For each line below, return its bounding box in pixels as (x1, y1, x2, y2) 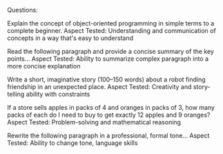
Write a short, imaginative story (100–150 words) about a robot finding (7, 75, 206, 84)
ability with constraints (26, 90, 90, 98)
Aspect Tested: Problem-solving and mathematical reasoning (7, 118, 182, 126)
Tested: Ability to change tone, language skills (7, 139, 138, 147)
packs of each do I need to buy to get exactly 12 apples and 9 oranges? (7, 110, 211, 119)
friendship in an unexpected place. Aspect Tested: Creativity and (7, 83, 192, 90)
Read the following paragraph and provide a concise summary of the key (7, 48, 214, 55)
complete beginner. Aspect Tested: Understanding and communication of (7, 27, 216, 35)
